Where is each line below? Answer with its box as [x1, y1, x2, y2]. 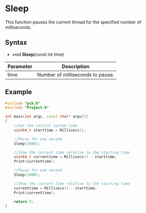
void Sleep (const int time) [12, 51, 64, 57]
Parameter [7, 63, 33, 70]
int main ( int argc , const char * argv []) [5, 114, 89, 119]
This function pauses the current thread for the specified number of [5, 19, 142, 25]
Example [5, 88, 32, 96]
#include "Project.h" [5, 106, 49, 110]
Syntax [5, 39, 27, 47]
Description [62, 63, 90, 70]
